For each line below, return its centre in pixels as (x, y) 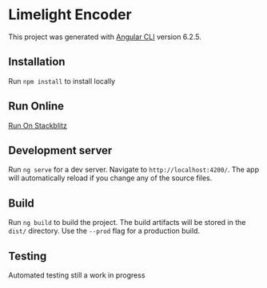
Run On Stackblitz (38, 125)
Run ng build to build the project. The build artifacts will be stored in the (127, 223)
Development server (60, 150)
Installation (37, 62)
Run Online (36, 107)
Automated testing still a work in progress (77, 275)
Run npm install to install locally (62, 81)
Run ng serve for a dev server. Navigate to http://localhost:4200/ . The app (134, 170)
